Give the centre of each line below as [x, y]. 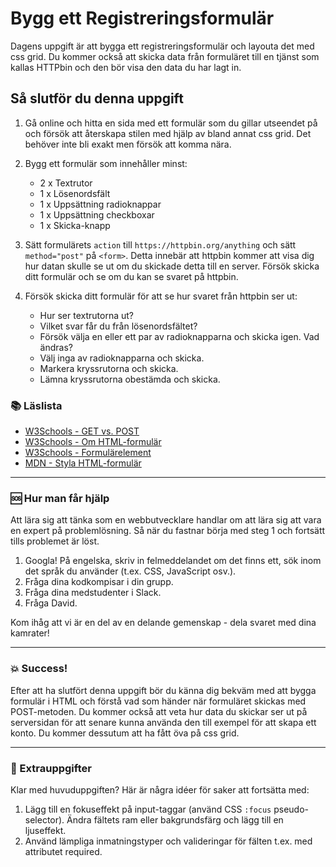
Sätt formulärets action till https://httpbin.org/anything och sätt [160, 244]
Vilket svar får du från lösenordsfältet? [118, 326]
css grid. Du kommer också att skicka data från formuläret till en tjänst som [165, 56]
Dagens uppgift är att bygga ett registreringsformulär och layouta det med [162, 46]
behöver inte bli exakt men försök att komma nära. [128, 144]
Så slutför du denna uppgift [97, 98]
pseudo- [291, 809]
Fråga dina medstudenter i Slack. [93, 593]
